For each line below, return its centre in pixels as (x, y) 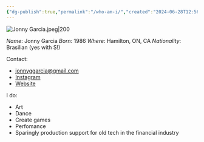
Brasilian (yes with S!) (33, 47)
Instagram (28, 77)
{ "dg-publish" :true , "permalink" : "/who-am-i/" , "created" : (80, 12)
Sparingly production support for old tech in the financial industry (97, 132)
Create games (33, 120)
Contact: (17, 59)
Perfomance (31, 126)
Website (25, 83)
